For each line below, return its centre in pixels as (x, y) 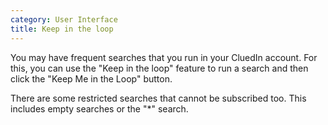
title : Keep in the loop (62, 29)
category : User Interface (64, 19)
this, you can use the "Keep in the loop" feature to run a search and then (159, 68)
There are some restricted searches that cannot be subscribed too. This (158, 98)
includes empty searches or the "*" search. (99, 108)
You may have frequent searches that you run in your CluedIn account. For (164, 57)
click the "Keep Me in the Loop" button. (91, 78)
